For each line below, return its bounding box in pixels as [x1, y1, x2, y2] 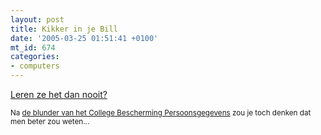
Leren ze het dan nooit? [10, 89, 108, 100]
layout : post [10, 14, 65, 25]
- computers [10, 61, 60, 71]
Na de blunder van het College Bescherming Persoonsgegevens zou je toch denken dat [10, 108, 312, 118]
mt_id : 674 [10, 42, 56, 53]
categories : [10, 52, 60, 62]
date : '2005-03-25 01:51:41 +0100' [10, 33, 159, 43]
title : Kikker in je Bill [10, 24, 118, 34]
